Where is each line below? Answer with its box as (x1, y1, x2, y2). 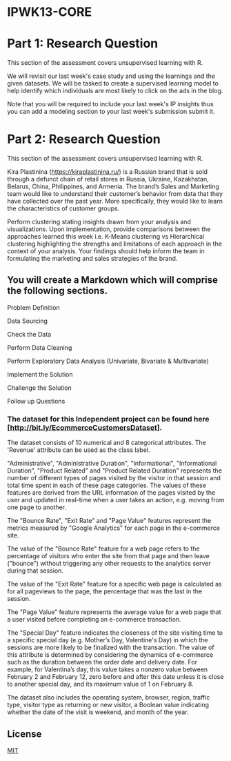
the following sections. (7, 285, 108, 297)
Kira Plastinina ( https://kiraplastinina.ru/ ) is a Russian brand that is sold (7, 168, 208, 176)
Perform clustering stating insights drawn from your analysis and (7, 218, 192, 226)
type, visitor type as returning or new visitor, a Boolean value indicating (7, 701, 209, 709)
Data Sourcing (7, 317, 48, 325)
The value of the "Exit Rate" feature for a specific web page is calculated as (7, 580, 222, 589)
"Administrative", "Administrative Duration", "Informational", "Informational (7, 459, 217, 468)
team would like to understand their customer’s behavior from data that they (7, 190, 223, 198)
